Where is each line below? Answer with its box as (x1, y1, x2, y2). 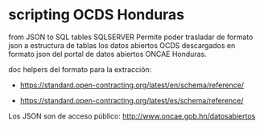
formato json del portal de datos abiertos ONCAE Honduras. (8, 49, 207, 58)
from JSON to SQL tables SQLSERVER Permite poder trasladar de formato (8, 32, 254, 42)
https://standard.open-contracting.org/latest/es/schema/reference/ (19, 95, 244, 105)
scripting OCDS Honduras (8, 6, 185, 24)
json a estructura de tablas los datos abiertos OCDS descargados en (8, 40, 236, 50)
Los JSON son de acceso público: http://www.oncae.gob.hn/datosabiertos (8, 111, 256, 121)
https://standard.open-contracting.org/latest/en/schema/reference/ (19, 80, 244, 90)
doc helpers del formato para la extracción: (8, 64, 152, 74)
